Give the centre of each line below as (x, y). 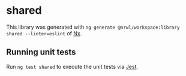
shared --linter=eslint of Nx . (44, 33)
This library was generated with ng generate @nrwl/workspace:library (93, 27)
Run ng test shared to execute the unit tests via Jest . (72, 66)
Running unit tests (41, 52)
